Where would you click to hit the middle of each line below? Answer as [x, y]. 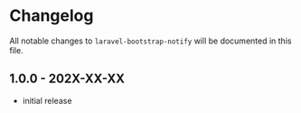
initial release [47, 100]
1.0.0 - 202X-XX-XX [67, 79]
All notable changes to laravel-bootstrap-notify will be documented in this [150, 41]
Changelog [52, 16]
